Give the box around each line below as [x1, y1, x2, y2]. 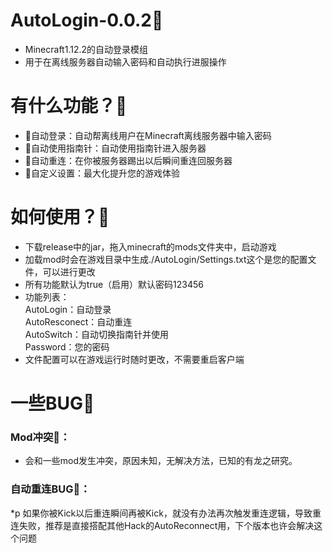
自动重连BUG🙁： [10, 482, 91, 496]
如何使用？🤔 [10, 206, 110, 229]
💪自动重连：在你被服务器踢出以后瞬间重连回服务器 [24, 154, 233, 166]
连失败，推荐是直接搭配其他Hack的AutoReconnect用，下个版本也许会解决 [10, 519, 315, 531]
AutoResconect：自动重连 [24, 315, 133, 328]
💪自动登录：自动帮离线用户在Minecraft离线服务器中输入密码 [24, 129, 272, 141]
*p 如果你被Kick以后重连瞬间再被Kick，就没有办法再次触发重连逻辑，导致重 [10, 507, 322, 519]
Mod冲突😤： [10, 430, 71, 444]
